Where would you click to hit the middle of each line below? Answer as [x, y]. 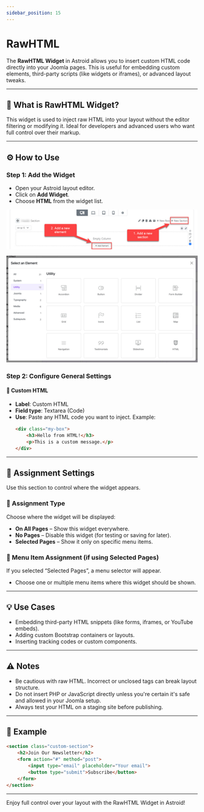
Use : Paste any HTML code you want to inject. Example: [85, 417]
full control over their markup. [43, 133]
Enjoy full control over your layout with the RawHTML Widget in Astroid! [96, 802]
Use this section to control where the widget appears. [73, 488]
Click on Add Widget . [42, 194]
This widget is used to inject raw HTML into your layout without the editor [98, 119]
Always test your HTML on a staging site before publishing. [89, 707]
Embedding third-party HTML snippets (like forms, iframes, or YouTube [104, 622]
